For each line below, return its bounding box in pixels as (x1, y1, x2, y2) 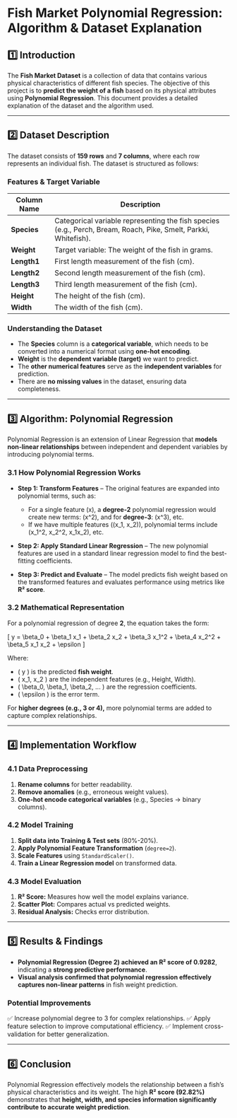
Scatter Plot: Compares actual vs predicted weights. (17, 900, 171, 909)
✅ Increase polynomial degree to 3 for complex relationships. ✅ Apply (7, 1014, 211, 1023)
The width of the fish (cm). (54, 303, 143, 313)
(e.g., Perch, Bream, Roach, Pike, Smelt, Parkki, (54, 225, 210, 235)
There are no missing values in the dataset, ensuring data (17, 377, 187, 386)
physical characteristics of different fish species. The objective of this (7, 79, 210, 87)
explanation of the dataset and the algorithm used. (7, 101, 154, 110)
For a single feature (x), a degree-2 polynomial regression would (28, 505, 217, 513)
